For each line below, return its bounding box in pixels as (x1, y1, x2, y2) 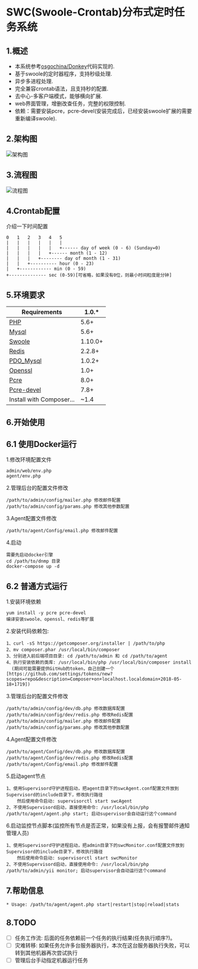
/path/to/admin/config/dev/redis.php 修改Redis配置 (6, 712, 134, 718)
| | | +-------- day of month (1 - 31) (6, 255, 121, 262)
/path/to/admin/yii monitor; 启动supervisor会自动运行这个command (6, 868, 166, 874)
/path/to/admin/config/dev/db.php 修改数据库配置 (6, 706, 125, 712)
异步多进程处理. (14, 78, 54, 85)
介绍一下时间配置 (6, 223, 48, 230)
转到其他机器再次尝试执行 (14, 949, 78, 957)
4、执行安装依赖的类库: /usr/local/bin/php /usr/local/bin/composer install (6, 659, 192, 665)
